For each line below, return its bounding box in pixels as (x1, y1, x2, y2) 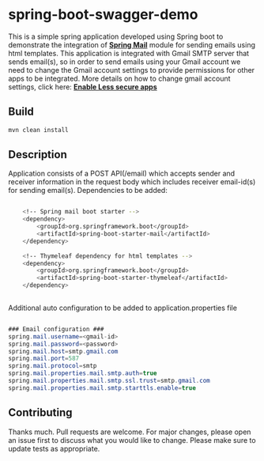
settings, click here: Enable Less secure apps (8, 81, 157, 92)
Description (8, 148, 67, 161)
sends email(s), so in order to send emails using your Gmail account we (8, 57, 241, 66)
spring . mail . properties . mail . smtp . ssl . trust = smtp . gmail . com (8, 377, 211, 385)
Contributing (8, 406, 73, 420)
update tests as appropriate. (8, 444, 100, 453)
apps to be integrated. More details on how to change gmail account (8, 74, 231, 83)
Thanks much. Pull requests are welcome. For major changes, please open (8, 427, 251, 436)
